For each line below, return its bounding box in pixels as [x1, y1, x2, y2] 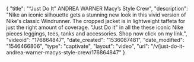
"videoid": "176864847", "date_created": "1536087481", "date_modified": [6, 37, 185, 43]
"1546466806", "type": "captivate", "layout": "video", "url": [6, 43, 150, 50]
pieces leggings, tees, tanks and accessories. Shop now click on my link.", [6, 30, 187, 37]
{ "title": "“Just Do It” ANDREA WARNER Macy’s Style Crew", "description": [6, 5, 188, 12]
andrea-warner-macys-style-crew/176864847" [6, 49, 122, 56]
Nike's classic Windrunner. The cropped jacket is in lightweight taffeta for [6, 18, 186, 24]
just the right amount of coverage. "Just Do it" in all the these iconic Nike [6, 24, 184, 31]
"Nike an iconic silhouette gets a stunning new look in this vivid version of [6, 11, 186, 18]
